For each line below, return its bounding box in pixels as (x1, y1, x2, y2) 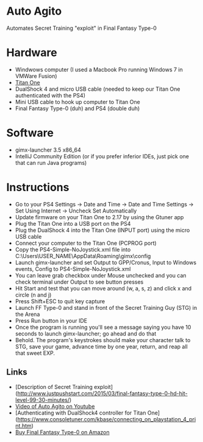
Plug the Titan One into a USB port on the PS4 (15, 220, 131, 227)
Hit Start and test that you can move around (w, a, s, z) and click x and (15, 284, 192, 292)
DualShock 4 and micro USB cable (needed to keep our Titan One (15, 85, 180, 93)
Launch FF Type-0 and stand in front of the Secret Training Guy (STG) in (15, 304, 197, 311)
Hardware (6, 46, 57, 60)
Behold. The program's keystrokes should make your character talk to (15, 336, 191, 343)
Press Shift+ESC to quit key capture (15, 297, 105, 305)
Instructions (6, 181, 69, 194)
